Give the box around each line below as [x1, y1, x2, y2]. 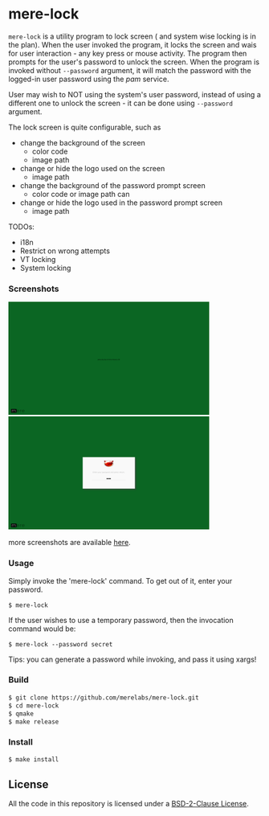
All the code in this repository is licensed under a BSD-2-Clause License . [8, 798, 249, 808]
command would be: [8, 624, 76, 634]
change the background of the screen [19, 137, 146, 147]
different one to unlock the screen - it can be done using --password [8, 98, 233, 108]
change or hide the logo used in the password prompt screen [19, 198, 223, 207]
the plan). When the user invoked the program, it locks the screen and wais [8, 39, 257, 49]
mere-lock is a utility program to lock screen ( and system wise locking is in [8, 31, 257, 41]
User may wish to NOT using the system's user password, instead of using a [8, 89, 261, 99]
